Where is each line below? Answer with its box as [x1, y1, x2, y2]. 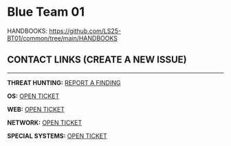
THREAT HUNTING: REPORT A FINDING [7, 78, 121, 86]
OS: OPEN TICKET [7, 92, 60, 100]
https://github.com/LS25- [49, 27, 122, 35]
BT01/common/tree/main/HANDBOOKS [7, 34, 118, 42]
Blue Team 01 [7, 4, 85, 20]
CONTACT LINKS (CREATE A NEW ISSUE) [7, 54, 187, 66]
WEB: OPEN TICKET [7, 105, 65, 113]
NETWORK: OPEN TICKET [7, 118, 82, 127]
